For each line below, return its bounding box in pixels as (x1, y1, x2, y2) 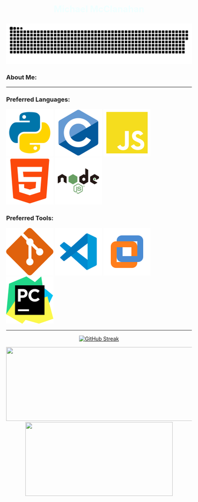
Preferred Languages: (6, 95, 71, 103)
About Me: (6, 73, 37, 81)
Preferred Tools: (6, 214, 54, 222)
